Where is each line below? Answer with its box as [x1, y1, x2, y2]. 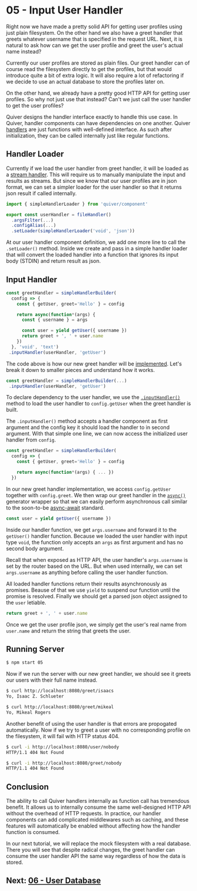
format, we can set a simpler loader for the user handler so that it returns [6, 183, 182, 190]
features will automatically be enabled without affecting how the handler [6, 822, 181, 829]
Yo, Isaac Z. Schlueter [6, 694, 64, 699]
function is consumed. [6, 829, 60, 836]
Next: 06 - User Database [6, 876, 101, 886]
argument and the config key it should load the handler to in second [6, 424, 170, 431]
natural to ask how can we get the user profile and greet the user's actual [6, 42, 184, 49]
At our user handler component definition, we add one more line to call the [6, 239, 186, 246]
